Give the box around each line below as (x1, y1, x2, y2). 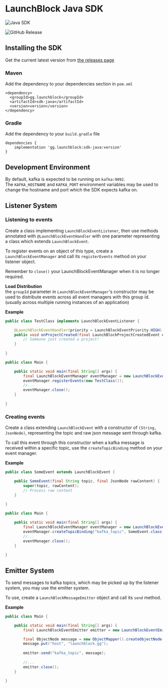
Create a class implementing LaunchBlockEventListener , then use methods (5, 227, 158, 233)
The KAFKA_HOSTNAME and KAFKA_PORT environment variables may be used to (5, 181, 158, 187)
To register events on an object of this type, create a (5, 248, 113, 254)
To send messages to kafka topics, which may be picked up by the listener (5, 579, 159, 585)
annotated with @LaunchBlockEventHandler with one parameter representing (5, 233, 160, 239)
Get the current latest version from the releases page (5, 57, 114, 63)
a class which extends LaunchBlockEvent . (5, 238, 89, 244)
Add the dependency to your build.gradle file (5, 131, 100, 137)
